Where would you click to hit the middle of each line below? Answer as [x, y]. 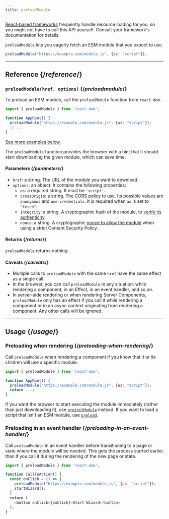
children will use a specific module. [42, 362]
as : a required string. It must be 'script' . [63, 190]
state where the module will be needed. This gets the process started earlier [84, 451]
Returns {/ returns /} [26, 240]
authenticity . [33, 217]
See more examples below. [33, 142]
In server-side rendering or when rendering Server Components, [79, 295]
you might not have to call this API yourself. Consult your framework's [77, 30]
